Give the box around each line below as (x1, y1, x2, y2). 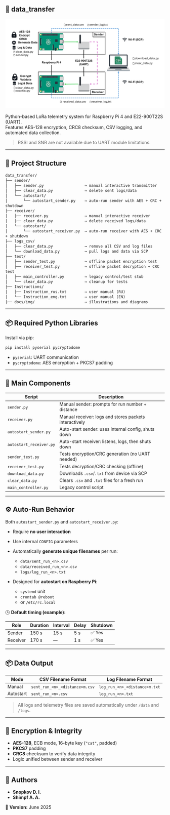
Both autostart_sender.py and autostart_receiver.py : (5, 518, 119, 524)
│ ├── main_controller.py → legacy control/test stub (5, 274, 144, 279)
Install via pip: (5, 335, 34, 341)
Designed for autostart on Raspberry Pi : (12, 578, 98, 585)
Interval (53, 622, 70, 628)
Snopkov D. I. (12, 789, 41, 795)
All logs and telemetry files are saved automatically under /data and (17, 702, 159, 708)
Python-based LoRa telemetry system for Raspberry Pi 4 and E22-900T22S (5, 113, 163, 119)
